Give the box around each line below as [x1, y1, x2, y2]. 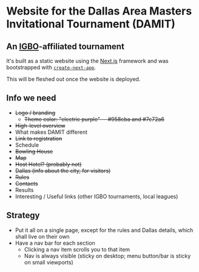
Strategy [6, 210, 40, 221]
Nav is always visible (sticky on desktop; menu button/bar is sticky [24, 252, 191, 259]
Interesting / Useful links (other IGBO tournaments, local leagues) [15, 193, 178, 200]
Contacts [15, 180, 38, 187]
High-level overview [15, 122, 66, 129]
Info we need [6, 93, 56, 104]
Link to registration [15, 134, 62, 142]
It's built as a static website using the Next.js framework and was [6, 58, 169, 64]
